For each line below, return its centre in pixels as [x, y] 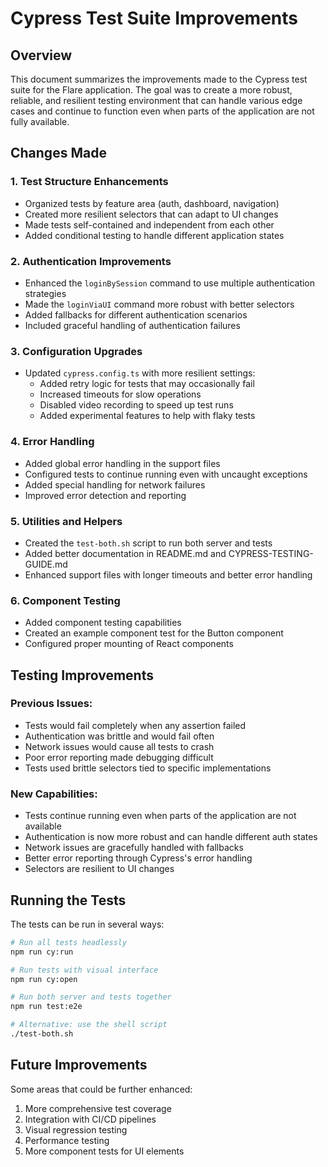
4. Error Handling [52, 442]
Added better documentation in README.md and [125, 553]
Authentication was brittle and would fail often [119, 736]
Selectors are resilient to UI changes [99, 869]
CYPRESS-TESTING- [271, 553]
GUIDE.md [46, 564]
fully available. [40, 121]
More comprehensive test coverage [98, 1108]
